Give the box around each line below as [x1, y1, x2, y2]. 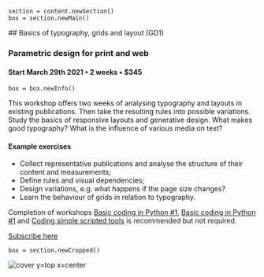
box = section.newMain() [8, 14, 90, 22]
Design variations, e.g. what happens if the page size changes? [19, 184, 226, 194]
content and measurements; [19, 168, 112, 177]
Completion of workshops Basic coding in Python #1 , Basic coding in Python [8, 208, 256, 217]
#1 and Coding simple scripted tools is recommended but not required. [8, 216, 237, 226]
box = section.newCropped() [8, 246, 101, 255]
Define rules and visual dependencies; [19, 175, 145, 185]
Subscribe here [8, 231, 58, 241]
